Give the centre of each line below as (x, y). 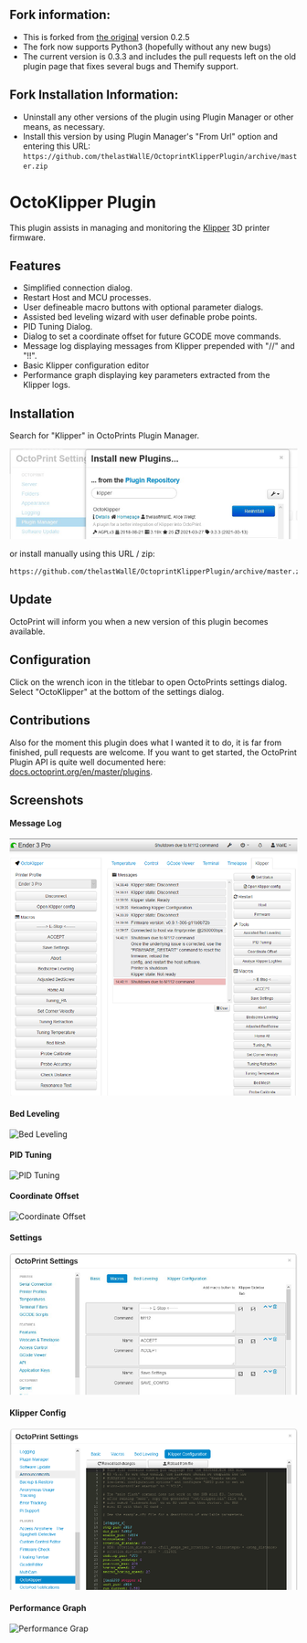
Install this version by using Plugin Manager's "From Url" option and (150, 136)
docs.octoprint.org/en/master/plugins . (81, 772)
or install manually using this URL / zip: (82, 554)
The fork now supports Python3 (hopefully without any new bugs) (147, 47)
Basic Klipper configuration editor (86, 365)
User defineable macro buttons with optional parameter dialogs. (143, 307)
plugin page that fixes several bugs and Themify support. (131, 66)
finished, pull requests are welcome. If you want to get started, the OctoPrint (153, 752)
